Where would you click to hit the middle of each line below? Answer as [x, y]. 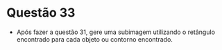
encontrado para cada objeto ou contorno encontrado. [94, 39]
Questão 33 [41, 13]
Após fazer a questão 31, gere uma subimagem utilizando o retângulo [116, 32]
